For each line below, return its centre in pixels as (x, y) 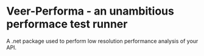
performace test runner (67, 24)
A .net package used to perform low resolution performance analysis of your (102, 41)
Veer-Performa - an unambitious (90, 11)
